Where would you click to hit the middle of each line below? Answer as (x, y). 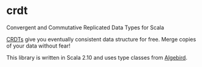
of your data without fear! (38, 46)
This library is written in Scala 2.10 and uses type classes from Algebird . (97, 57)
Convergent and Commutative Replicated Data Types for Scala (85, 27)
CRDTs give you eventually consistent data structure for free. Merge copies (101, 39)
